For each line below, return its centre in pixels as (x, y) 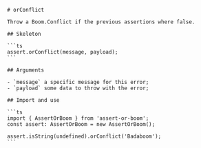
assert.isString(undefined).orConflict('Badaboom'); (84, 136)
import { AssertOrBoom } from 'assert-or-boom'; (78, 118)
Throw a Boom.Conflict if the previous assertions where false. (101, 22)
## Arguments (26, 70)
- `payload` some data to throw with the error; (78, 88)
